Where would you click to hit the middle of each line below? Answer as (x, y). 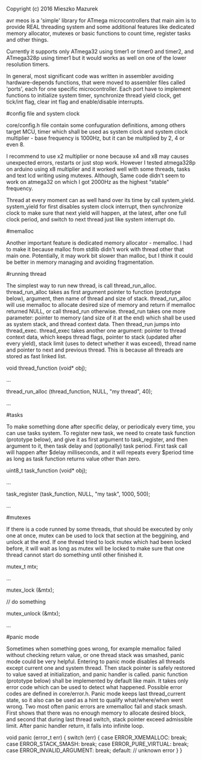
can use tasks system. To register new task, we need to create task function (101, 433)
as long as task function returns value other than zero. (74, 459)
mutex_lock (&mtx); (30, 590)
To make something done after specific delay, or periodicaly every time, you (101, 427)
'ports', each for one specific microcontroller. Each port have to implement (99, 89)
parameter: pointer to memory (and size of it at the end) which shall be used (101, 318)
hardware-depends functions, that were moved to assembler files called (96, 82)
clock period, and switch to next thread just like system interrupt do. (91, 219)
